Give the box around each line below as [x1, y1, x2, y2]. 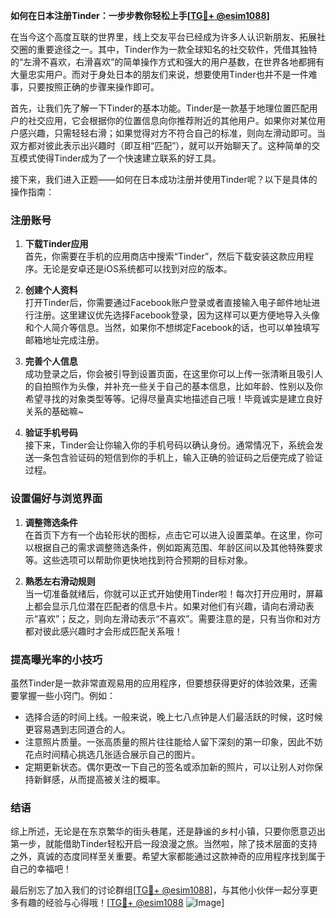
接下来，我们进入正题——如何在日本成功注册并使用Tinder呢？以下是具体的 [10, 174, 318, 185]
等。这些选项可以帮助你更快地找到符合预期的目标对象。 [24, 554, 253, 566]
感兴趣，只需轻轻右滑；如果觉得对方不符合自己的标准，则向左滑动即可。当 [18, 127, 326, 139]
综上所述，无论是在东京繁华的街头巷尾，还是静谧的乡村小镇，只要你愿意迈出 [10, 825, 326, 838]
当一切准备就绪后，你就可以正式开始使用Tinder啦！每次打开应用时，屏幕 [24, 587, 324, 599]
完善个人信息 [24, 355, 78, 368]
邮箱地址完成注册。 [24, 334, 105, 346]
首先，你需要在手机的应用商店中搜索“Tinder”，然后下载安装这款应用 [24, 250, 306, 263]
